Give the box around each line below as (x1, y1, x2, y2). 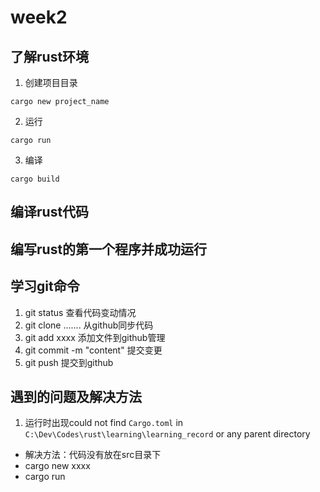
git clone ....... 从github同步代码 (24, 319, 154, 331)
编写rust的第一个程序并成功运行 (10, 241, 208, 258)
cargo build (10, 174, 60, 184)
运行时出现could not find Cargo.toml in (24, 417, 184, 429)
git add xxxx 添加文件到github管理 (24, 331, 166, 343)
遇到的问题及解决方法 (10, 388, 142, 405)
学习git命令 (10, 278, 80, 295)
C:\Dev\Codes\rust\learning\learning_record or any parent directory (24, 428, 311, 440)
